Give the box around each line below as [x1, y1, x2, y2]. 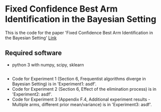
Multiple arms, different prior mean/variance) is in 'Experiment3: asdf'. [12, 102, 152, 108]
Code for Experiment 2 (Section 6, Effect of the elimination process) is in [12, 86, 157, 92]
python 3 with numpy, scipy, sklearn [12, 62, 84, 67]
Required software [5, 49, 62, 57]
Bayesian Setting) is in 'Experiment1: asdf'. [12, 81, 97, 87]
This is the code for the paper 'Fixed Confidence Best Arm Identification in [5, 30, 153, 35]
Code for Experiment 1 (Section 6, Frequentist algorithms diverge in [12, 76, 146, 82]
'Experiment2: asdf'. [12, 91, 52, 97]
